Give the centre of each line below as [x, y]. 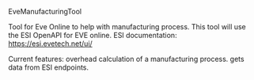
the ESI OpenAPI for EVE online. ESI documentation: [93, 35]
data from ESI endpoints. [49, 67]
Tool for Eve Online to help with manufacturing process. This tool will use [127, 27]
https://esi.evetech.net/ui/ [50, 44]
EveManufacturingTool [45, 11]
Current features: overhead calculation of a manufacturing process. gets [126, 59]
